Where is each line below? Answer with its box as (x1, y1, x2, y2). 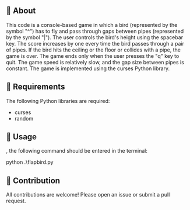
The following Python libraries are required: (6, 97, 110, 104)
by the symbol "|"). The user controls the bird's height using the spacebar (6, 33, 184, 41)
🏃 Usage (6, 132, 37, 142)
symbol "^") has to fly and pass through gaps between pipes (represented (6, 27, 184, 35)
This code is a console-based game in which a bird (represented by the (6, 21, 178, 28)
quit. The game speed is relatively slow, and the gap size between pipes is (6, 58, 185, 66)
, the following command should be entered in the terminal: (6, 147, 147, 154)
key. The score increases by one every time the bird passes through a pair (6, 40, 185, 47)
